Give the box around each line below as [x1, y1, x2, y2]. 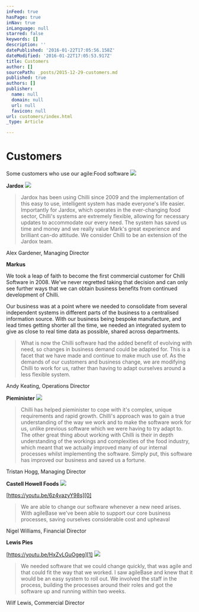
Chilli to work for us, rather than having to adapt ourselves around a [20, 365, 185, 372]
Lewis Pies [6, 539, 33, 546]
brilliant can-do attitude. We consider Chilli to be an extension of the [20, 232, 188, 239]
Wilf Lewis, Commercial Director [6, 600, 85, 607]
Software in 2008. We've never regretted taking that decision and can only [6, 279, 188, 286]
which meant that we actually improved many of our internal [20, 444, 168, 451]
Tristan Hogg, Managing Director [6, 468, 86, 475]
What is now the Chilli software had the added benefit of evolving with [20, 339, 192, 347]
